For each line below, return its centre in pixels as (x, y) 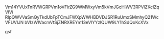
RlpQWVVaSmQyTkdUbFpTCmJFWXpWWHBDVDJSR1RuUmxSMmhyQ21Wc (82, 17)
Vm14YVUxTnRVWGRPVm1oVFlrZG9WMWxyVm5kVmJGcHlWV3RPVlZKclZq (82, 7)
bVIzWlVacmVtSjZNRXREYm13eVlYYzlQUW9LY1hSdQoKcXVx (86, 22)
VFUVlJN (14, 22)
